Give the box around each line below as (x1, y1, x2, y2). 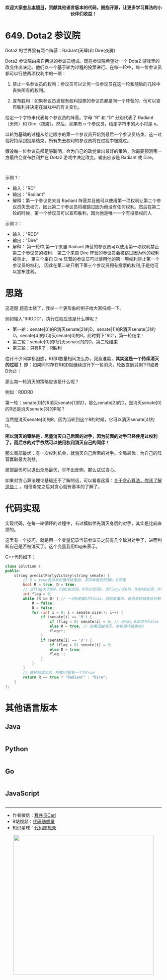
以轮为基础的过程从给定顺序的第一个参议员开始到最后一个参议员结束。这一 (5, 131, 158, 137)
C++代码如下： (5, 554, 36, 560)
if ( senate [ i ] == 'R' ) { (40, 614, 92, 620)
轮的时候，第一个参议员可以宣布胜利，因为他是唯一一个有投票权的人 (12, 210, 152, 216)
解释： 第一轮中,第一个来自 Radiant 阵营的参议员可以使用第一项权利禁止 (12, 243, 160, 249)
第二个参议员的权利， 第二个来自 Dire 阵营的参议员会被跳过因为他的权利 (12, 250, 160, 256)
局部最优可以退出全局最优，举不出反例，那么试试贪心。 (5, 467, 118, 473)
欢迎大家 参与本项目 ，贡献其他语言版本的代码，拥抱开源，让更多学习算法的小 (5, 4, 162, 10)
